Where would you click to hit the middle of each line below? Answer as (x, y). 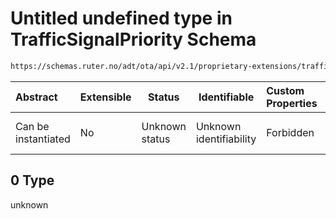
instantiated (43, 139)
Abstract (36, 97)
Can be (32, 126)
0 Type (32, 180)
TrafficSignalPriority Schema (133, 39)
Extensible (105, 97)
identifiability (226, 139)
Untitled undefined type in (121, 18)
